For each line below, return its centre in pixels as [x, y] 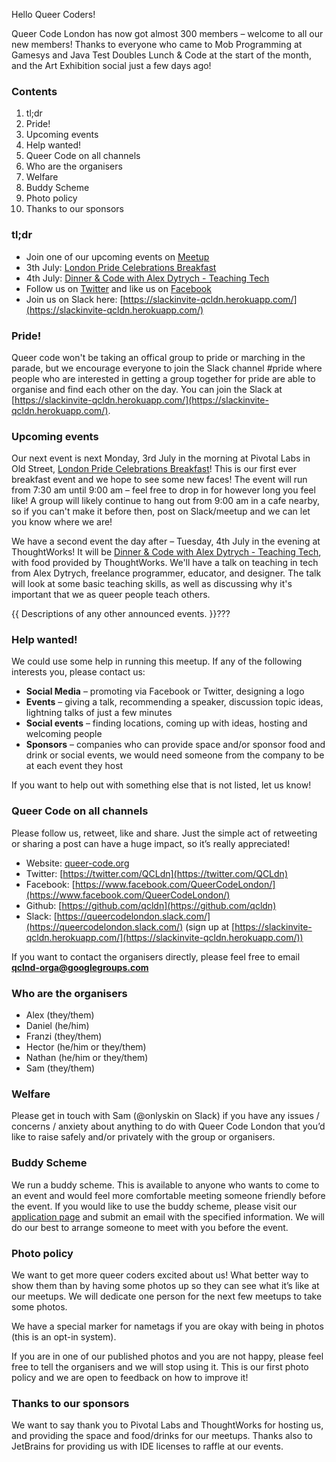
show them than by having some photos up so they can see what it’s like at [165, 1285]
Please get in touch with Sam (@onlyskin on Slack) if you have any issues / [165, 1116]
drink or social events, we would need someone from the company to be [175, 755]
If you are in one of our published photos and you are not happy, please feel [167, 1356]
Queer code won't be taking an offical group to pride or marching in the [158, 357]
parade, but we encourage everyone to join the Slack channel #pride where [167, 368]
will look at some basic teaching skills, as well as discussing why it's [152, 584]
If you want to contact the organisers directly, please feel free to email [156, 956]
